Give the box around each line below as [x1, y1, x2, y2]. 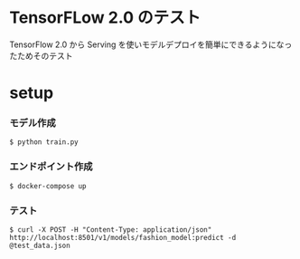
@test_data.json [9, 241, 70, 251]
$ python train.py [9, 138, 79, 147]
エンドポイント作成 [9, 160, 93, 173]
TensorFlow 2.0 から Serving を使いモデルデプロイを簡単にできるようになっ [9, 39, 293, 50]
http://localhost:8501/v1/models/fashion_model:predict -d [9, 234, 237, 243]
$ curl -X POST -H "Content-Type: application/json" [9, 225, 212, 235]
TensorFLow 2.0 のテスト [9, 7, 202, 28]
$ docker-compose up [9, 181, 88, 190]
